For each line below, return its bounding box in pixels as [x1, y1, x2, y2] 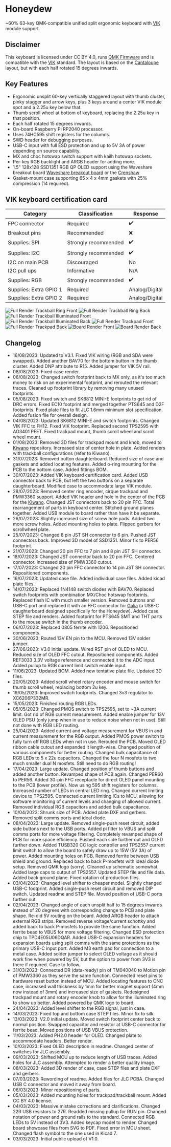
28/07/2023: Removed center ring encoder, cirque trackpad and [12, 488, 148, 495]
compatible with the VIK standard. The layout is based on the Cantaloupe [5, 59, 159, 66]
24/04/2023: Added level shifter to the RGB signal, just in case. [12, 1005, 145, 1011]
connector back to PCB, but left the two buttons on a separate [12, 477, 143, 484]
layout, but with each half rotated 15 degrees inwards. [5, 65, 118, 71]
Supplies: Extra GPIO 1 [8, 286, 62, 293]
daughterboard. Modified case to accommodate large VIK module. [12, 483, 152, 489]
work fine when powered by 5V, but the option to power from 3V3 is [12, 956, 156, 963]
